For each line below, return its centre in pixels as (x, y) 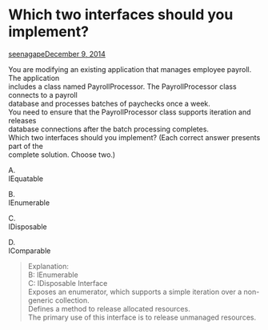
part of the (26, 146)
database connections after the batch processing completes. (109, 129)
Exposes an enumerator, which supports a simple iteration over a (135, 292)
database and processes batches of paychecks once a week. (109, 103)
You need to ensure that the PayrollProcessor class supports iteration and (130, 112)
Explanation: (48, 266)
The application (34, 78)
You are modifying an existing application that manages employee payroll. (130, 69)
